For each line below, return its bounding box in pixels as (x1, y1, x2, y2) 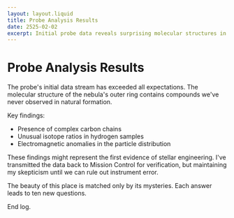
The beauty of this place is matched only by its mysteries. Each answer (7, 182, 212, 190)
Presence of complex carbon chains (17, 125, 122, 133)
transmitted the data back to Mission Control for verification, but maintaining (7, 161, 227, 169)
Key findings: (7, 111, 45, 119)
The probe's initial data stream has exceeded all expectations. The (7, 83, 198, 92)
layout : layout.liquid (7, 10, 73, 17)
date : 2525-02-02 (7, 23, 58, 30)
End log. (7, 203, 31, 211)
